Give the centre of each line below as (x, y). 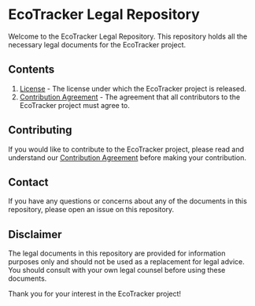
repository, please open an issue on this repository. (91, 210)
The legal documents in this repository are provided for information (117, 253)
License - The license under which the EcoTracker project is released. (133, 88)
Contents (31, 70)
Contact (28, 182)
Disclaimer (35, 234)
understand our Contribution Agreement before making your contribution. (127, 157)
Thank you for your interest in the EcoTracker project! (95, 294)
